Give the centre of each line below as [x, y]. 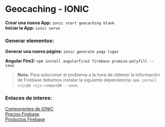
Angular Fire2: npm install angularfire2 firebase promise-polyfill [76, 61]
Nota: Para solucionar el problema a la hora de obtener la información [88, 75]
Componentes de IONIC [29, 109]
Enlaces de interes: [29, 98]
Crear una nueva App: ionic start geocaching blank [60, 23]
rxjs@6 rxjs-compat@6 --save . [48, 85]
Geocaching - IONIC [47, 9]
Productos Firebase [25, 119]
